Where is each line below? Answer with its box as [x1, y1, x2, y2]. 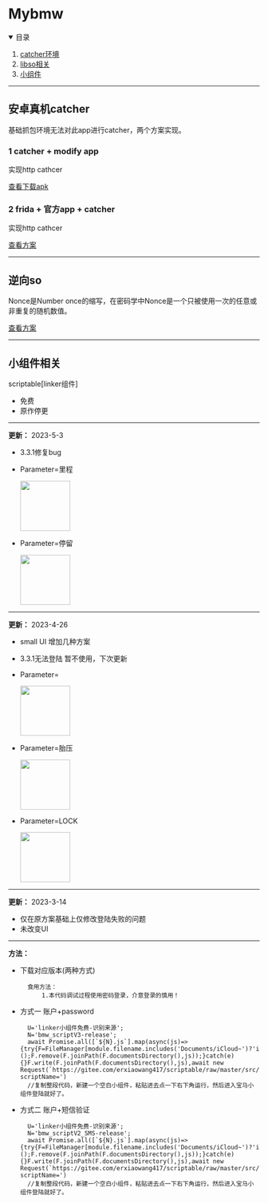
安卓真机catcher [8, 102, 90, 116]
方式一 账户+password [19, 1006, 94, 1016]
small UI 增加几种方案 [19, 636, 91, 646]
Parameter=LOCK [19, 816, 78, 826]
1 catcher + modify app [8, 145, 100, 157]
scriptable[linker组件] [8, 379, 78, 388]
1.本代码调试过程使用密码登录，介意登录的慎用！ [41, 991, 179, 999]
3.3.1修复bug [19, 447, 62, 456]
